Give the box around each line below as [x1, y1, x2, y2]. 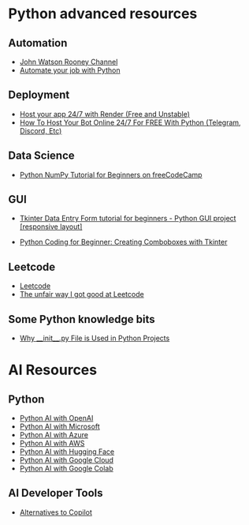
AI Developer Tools [8, 486, 103, 500]
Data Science [8, 149, 75, 163]
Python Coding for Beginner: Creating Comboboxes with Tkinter [19, 238, 228, 247]
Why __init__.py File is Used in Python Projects [19, 333, 170, 343]
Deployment [8, 88, 70, 102]
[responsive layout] [19, 222, 83, 231]
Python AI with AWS [19, 439, 85, 448]
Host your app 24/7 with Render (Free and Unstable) [19, 109, 191, 118]
